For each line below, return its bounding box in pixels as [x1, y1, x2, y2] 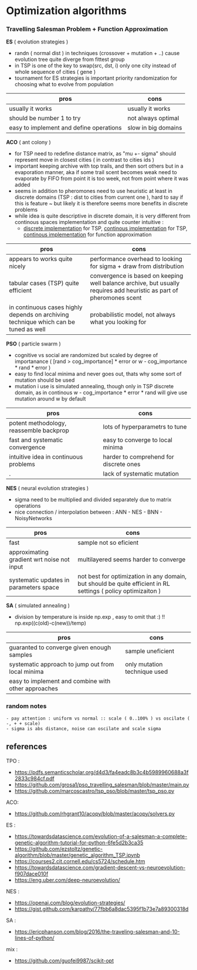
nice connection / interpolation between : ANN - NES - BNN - [14, 508, 162, 515]
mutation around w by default [14, 395, 86, 402]
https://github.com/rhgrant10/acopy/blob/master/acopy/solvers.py [14, 810, 175, 817]
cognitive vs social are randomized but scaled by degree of [14, 352, 158, 359]
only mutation [125, 660, 163, 669]
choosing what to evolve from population [14, 81, 114, 88]
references [6, 742, 47, 752]
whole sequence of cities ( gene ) [14, 69, 96, 76]
